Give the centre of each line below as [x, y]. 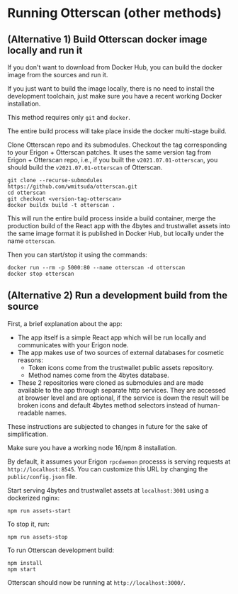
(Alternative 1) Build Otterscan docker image [107, 39]
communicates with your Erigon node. [73, 344]
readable [30, 413]
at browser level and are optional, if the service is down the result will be [123, 398]
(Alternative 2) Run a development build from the [118, 296]
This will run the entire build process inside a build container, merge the [112, 218]
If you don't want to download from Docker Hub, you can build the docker [115, 67]
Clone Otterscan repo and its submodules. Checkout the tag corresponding [117, 145]
